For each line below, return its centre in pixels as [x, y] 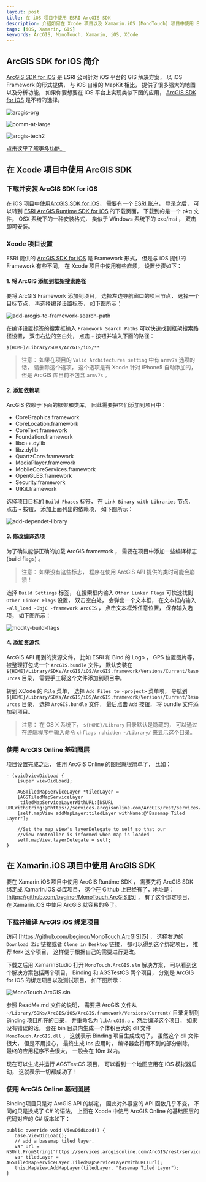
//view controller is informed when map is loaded [83, 835]
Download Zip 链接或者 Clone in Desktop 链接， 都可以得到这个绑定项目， [99, 944]
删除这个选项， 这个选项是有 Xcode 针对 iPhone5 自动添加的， [118, 368]
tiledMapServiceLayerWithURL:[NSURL [67, 803]
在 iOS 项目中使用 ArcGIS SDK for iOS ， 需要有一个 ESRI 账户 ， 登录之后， [99, 203]
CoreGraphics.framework [47, 417]
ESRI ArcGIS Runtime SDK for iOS [66, 211]
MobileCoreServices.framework [55, 469]
